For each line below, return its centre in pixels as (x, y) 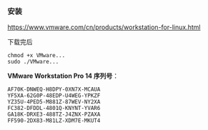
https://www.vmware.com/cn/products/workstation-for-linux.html (104, 27)
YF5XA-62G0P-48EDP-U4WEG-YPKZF (54, 96)
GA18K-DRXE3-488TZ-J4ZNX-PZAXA (54, 115)
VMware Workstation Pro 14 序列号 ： (63, 76)
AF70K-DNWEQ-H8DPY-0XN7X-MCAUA (54, 90)
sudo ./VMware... (33, 62)
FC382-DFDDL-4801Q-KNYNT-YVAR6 (54, 109)
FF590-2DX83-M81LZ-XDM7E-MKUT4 (54, 121)
